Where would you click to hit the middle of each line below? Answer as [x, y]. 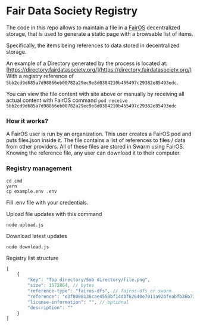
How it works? [27, 121]
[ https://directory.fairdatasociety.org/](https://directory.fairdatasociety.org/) [99, 69]
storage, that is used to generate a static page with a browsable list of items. [100, 33]
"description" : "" [50, 308]
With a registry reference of [40, 76]
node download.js [28, 247]
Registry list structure [32, 258]
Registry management [39, 168]
